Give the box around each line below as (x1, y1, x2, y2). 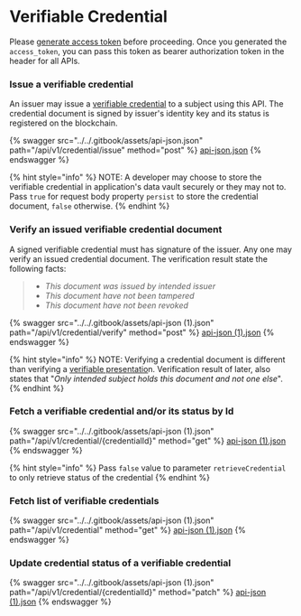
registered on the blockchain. (9, 117, 119, 128)
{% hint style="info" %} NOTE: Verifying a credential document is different (9, 354, 286, 365)
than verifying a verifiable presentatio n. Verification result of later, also (9, 363, 271, 374)
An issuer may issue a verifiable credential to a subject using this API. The (9, 98, 284, 109)
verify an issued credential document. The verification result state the (9, 253, 269, 264)
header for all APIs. (9, 55, 81, 66)
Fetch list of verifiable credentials (9, 494, 160, 507)
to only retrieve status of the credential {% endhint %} (9, 471, 210, 482)
